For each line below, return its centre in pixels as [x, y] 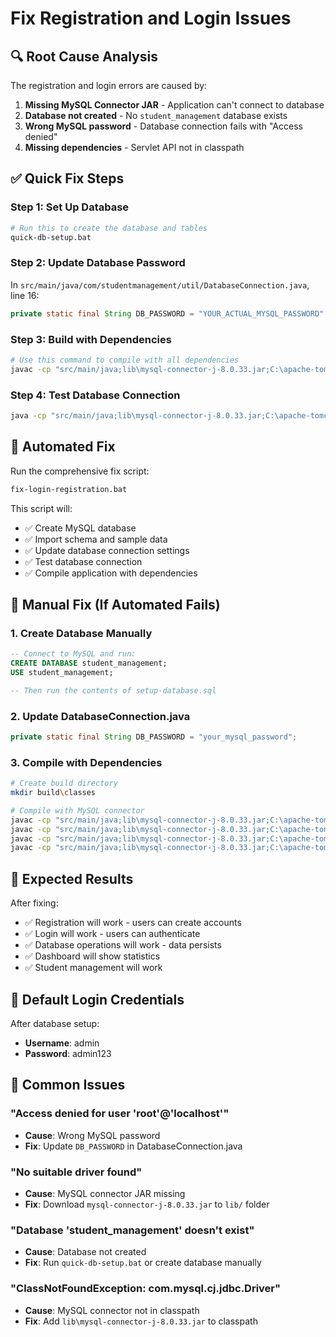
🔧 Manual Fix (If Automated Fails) [115, 604]
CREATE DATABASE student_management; [89, 663]
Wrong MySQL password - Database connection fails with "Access [163, 126]
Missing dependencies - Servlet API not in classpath [134, 147]
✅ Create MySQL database [80, 528]
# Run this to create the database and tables [109, 228]
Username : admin [62, 1043]
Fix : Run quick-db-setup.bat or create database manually [143, 1263]
